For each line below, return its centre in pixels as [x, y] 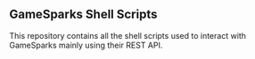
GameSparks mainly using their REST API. [86, 45]
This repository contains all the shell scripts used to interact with [128, 35]
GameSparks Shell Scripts [83, 15]
